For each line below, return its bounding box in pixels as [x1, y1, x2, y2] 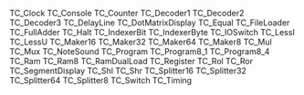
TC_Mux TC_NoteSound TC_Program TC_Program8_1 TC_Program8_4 [9, 46, 270, 57]
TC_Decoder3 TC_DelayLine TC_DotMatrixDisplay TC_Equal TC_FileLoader [9, 17, 290, 28]
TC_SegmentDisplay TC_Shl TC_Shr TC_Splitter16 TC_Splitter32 [9, 65, 246, 76]
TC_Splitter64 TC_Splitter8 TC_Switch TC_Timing [9, 75, 193, 85]
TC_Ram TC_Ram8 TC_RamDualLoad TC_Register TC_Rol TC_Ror [9, 56, 254, 66]
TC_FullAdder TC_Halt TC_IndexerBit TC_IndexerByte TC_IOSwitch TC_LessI [9, 27, 295, 37]
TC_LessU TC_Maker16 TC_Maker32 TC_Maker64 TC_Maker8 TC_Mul [9, 36, 272, 47]
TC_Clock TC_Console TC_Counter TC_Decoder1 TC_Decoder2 [9, 8, 245, 18]
